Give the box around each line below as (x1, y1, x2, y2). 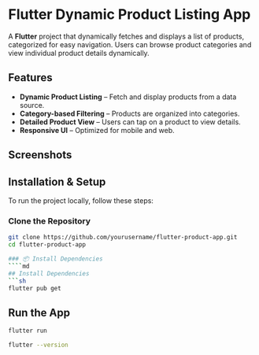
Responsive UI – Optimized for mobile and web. (19, 125, 175, 135)
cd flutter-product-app (8, 241, 87, 249)
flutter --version (8, 341, 68, 349)
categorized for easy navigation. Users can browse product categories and (8, 39, 252, 49)
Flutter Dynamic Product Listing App (8, 6, 251, 24)
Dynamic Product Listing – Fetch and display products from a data (19, 92, 237, 102)
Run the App (8, 305, 71, 320)
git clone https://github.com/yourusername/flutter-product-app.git (8, 234, 238, 242)
